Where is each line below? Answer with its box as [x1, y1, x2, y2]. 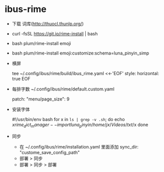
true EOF [12, 75, 31, 81]
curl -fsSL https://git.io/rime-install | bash [12, 30, 98, 36]
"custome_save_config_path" [19, 149, 80, 155]
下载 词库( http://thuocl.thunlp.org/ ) [12, 20, 84, 26]
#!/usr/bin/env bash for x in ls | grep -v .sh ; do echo [12, 116, 125, 122]
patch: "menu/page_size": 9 [12, 96, 70, 102]
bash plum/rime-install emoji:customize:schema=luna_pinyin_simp [12, 50, 149, 56]
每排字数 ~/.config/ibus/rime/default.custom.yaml [12, 86, 115, 92]
